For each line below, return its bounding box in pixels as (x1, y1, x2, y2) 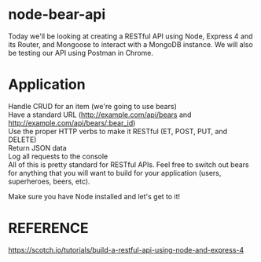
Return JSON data (8, 143, 67, 152)
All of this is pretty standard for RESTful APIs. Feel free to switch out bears (8, 159, 249, 169)
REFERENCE (8, 220, 89, 237)
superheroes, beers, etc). (8, 176, 90, 186)
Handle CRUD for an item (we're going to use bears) (8, 101, 177, 111)
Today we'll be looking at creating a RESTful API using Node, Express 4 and (8, 31, 253, 41)
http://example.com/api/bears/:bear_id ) (8, 118, 136, 127)
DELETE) (8, 135, 37, 144)
